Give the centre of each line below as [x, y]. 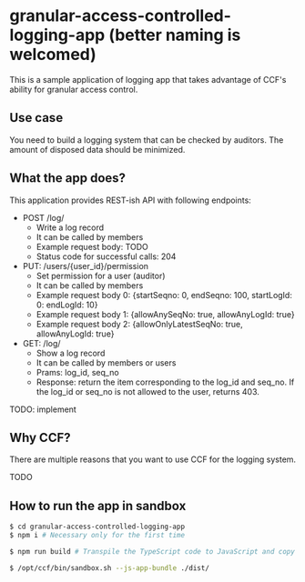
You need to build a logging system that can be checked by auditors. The [147, 140]
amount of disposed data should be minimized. [97, 149]
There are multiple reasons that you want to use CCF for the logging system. [153, 459]
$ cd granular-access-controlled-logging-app [97, 527]
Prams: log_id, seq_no [78, 372]
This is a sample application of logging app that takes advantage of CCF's [148, 79]
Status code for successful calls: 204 [106, 256]
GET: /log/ [41, 343]
